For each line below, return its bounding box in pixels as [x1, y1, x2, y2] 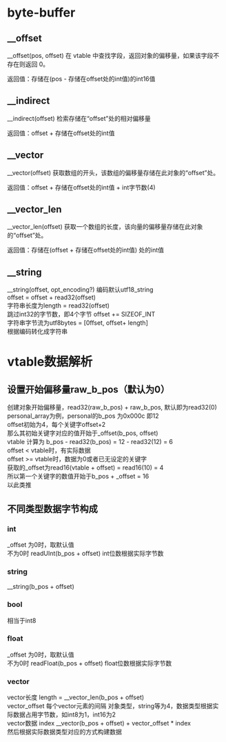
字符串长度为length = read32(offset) [7, 301, 110, 310]
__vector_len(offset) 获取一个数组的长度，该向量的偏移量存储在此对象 [7, 223, 203, 231]
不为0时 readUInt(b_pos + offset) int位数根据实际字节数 [7, 549, 164, 557]
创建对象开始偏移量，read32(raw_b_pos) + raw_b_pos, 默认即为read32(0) [7, 403, 217, 412]
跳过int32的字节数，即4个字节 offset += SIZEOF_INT [7, 310, 156, 319]
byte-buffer [7, 5, 76, 21]
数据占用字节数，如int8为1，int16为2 [12, 710, 116, 719]
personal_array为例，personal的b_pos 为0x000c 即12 [7, 412, 160, 420]
